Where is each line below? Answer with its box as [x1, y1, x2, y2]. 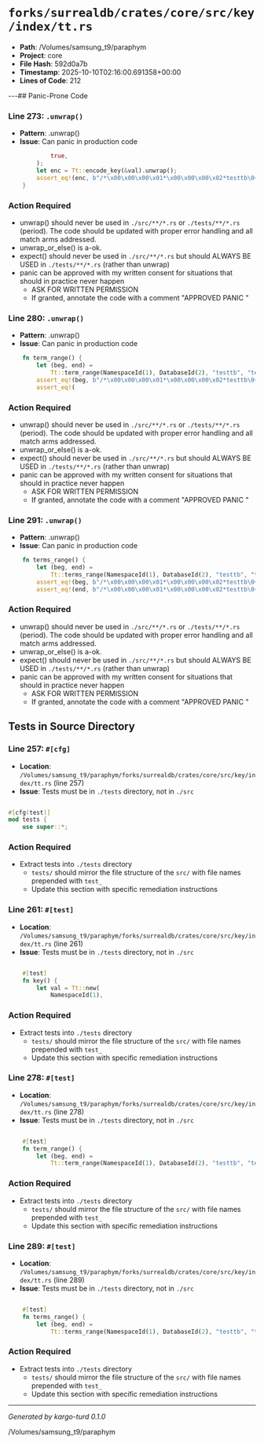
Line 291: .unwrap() [8, 514, 82, 525]
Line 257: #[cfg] [8, 743, 71, 754]
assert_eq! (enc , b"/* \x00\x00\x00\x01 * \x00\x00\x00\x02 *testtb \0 [36, 174, 255, 182]
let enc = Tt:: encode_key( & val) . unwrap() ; [36, 167, 178, 175]
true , [49, 152, 68, 160]
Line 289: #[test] [8, 1240, 76, 1251]
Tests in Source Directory [8, 720, 135, 733]
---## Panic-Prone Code [8, 90, 88, 100]
